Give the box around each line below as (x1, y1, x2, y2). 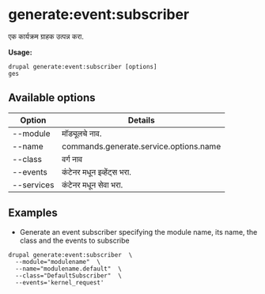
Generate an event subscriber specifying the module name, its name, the (19, 227, 258, 236)
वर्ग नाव (62, 153, 83, 164)
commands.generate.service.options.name (62, 141, 221, 152)
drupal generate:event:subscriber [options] (8, 62, 157, 70)
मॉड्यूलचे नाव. (62, 128, 102, 139)
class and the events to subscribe (19, 236, 130, 245)
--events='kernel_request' (15, 278, 104, 286)
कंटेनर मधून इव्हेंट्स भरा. (62, 166, 132, 177)
